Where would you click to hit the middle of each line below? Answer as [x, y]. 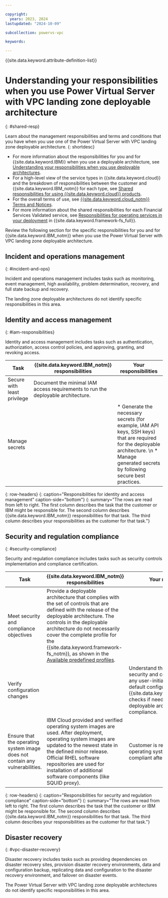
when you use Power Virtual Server [80, 91]
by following [131, 469]
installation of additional [75, 770]
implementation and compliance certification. [52, 564]
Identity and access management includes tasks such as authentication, [79, 342]
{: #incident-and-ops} [28, 268]
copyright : [16, 14]
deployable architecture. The [80, 616]
